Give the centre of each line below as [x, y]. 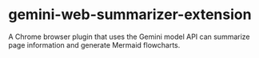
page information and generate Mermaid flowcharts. [94, 44]
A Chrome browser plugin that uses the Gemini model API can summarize [129, 37]
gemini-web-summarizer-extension [130, 15]
